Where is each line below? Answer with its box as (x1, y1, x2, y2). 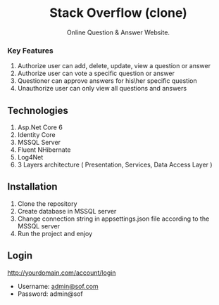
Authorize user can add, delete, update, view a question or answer (17, 62, 211, 70)
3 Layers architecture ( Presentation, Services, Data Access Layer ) (17, 160, 213, 169)
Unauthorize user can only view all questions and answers (17, 84, 187, 93)
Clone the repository (17, 199, 77, 208)
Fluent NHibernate (17, 145, 71, 154)
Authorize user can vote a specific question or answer (17, 69, 175, 78)
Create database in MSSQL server (17, 207, 117, 215)
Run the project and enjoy (17, 229, 93, 238)
